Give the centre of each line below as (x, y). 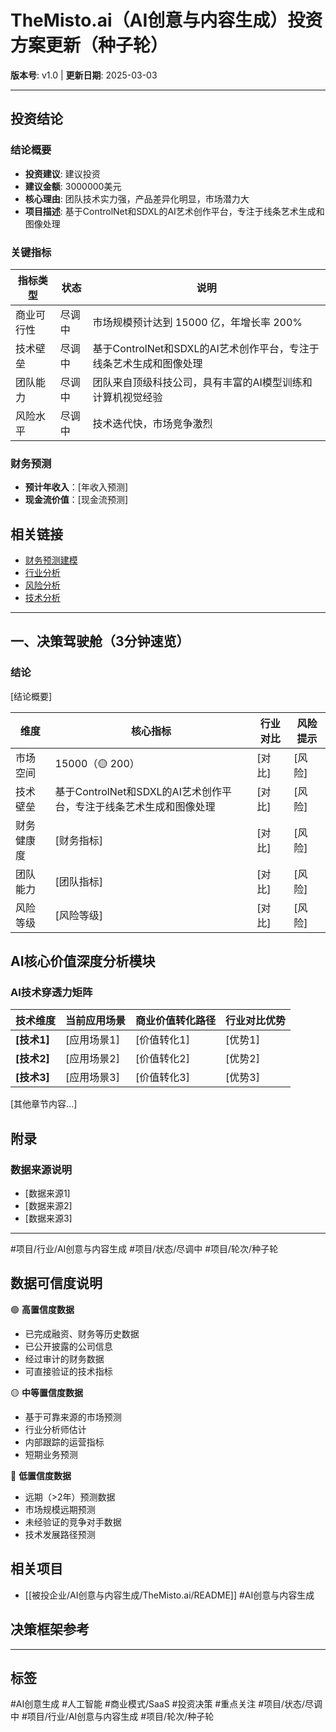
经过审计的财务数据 (64, 1358)
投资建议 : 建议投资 (62, 173)
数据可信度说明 (56, 1283)
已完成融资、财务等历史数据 (82, 1333)
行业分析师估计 (55, 1429)
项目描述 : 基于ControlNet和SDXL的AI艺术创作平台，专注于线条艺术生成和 (174, 211)
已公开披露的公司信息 (68, 1346)
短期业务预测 (51, 1454)
